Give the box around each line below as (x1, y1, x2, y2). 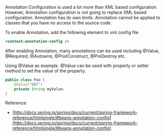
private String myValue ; (14, 86, 65, 92)
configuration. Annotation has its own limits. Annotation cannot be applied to (5, 15, 161, 20)
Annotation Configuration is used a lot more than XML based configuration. (5, 4, 158, 10)
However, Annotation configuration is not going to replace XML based (5, 9, 147, 15)
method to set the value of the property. (5, 68, 86, 73)
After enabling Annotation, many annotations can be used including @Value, (5, 48, 160, 54)
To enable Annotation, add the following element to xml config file (5, 30, 139, 35)
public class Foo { (5, 77, 45, 82)
